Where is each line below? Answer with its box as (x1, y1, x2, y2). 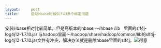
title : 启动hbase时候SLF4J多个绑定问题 (5, 12, 89, 16)
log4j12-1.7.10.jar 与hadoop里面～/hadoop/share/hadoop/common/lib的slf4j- (5, 31, 156, 37)
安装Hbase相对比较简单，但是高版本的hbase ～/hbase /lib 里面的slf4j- (5, 25, 147, 31)
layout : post (5, 7, 40, 12)
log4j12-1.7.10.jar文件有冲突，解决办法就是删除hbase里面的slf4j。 (5, 37, 134, 43)
